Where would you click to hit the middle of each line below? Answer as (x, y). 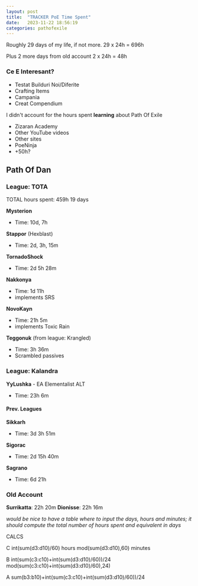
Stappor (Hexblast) (30, 234)
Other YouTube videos (42, 132)
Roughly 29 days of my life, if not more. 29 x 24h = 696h (75, 45)
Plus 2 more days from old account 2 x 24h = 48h (66, 56)
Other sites (28, 139)
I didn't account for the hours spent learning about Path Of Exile (84, 115)
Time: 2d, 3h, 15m (36, 245)
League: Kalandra (32, 371)
